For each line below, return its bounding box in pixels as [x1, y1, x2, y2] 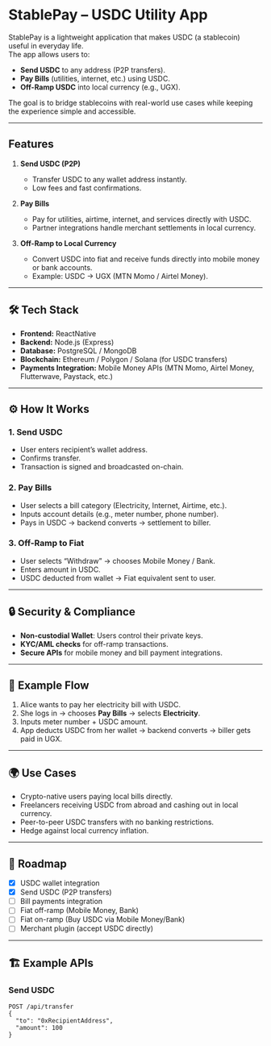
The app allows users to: [8, 49, 90, 59]
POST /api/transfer [8, 1002, 74, 1011]
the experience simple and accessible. [8, 106, 136, 116]
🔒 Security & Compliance [8, 605, 135, 619]
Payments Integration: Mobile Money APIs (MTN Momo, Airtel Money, [19, 363, 255, 373]
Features [8, 137, 54, 151]
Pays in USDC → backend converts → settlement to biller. [19, 518, 211, 527]
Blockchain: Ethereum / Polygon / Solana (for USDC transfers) [19, 354, 228, 364]
